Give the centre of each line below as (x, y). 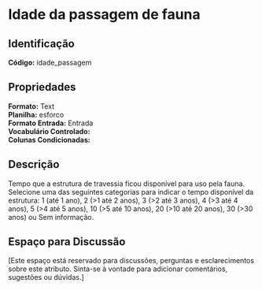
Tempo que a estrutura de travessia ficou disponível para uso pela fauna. (127, 184)
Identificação (41, 44)
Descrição (34, 164)
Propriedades (42, 87)
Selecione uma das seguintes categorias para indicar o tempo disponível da (131, 191)
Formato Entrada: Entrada (51, 123)
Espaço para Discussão (67, 242)
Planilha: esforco (36, 114)
